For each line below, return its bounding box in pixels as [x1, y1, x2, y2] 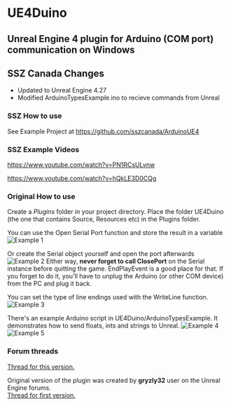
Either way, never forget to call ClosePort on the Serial [45, 257, 205, 266]
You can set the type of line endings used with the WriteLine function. [7, 293, 209, 302]
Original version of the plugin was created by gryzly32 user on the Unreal [7, 376, 220, 384]
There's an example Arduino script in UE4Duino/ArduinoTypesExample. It [7, 314, 218, 323]
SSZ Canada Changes [7, 67, 105, 79]
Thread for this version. [7, 363, 75, 371]
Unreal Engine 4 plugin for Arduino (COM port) [7, 33, 214, 45]
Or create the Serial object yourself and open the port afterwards [7, 250, 195, 258]
